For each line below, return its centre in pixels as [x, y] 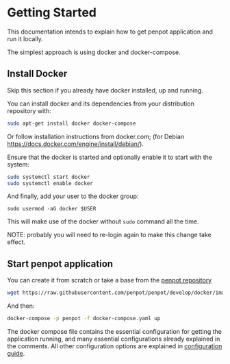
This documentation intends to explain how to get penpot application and [110, 32]
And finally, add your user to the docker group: [73, 196]
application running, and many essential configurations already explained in [114, 339]
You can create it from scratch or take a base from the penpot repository [110, 280]
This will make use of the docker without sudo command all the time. [103, 221]
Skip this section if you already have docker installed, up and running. [105, 90]
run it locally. [25, 38]
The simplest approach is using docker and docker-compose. [94, 52]
